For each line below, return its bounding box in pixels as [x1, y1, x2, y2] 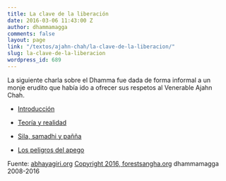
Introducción [17, 104, 55, 113]
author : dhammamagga [7, 23, 69, 30]
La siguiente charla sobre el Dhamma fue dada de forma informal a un [7, 76, 210, 84]
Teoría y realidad [17, 118, 67, 127]
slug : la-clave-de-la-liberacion [7, 50, 106, 57]
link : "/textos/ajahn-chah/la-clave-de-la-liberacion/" [7, 43, 175, 50]
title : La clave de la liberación [7, 10, 109, 18]
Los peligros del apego [17, 146, 85, 154]
